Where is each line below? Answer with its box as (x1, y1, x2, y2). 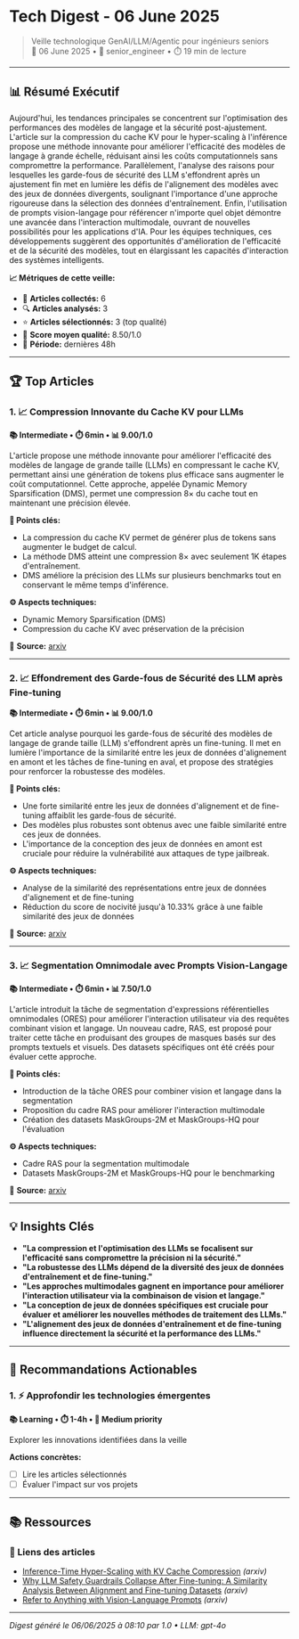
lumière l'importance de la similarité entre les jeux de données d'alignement (9, 747, 287, 758)
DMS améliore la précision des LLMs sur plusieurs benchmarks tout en (21, 570, 282, 581)
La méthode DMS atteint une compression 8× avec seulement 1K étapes (21, 551, 287, 562)
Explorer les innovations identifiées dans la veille (9, 1434, 188, 1445)
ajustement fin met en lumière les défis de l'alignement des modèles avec (9, 178, 279, 189)
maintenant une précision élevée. (9, 497, 131, 509)
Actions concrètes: (9, 1451, 82, 1463)
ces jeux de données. (21, 829, 101, 840)
